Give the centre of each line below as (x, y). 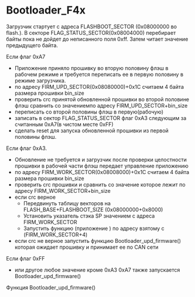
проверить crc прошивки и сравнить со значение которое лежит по (100, 184)
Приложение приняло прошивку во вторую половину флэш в (91, 68)
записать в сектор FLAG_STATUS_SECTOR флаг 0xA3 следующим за (100, 118)
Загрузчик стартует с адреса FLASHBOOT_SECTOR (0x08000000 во (92, 26)
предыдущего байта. (32, 45)
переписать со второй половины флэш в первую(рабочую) (89, 112)
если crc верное (35, 197)
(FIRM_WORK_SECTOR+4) (56, 234)
